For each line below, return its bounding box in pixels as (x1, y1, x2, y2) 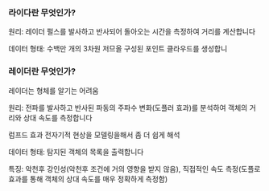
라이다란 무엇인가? (8, 6, 77, 18)
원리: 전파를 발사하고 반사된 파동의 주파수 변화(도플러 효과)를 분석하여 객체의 (8, 103, 248, 112)
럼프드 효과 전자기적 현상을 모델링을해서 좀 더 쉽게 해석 (8, 130, 180, 140)
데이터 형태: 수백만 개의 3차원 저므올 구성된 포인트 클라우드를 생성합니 (8, 44, 228, 54)
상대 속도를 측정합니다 (23, 112, 93, 122)
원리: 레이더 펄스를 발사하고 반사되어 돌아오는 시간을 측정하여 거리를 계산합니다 (8, 26, 256, 37)
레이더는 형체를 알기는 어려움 (8, 86, 99, 95)
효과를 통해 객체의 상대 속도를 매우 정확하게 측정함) (8, 174, 168, 184)
